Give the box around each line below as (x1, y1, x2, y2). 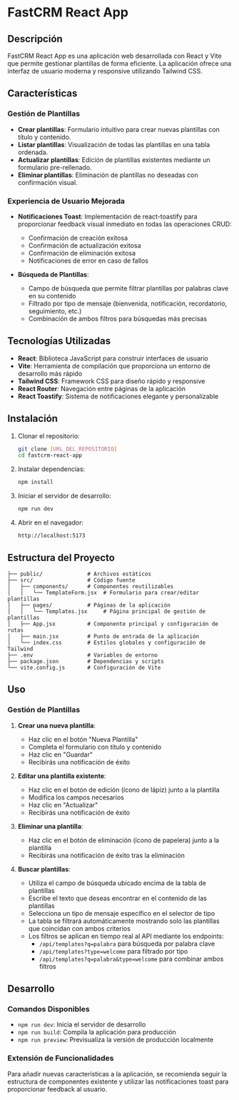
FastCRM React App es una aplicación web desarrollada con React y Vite (7, 51, 223, 60)
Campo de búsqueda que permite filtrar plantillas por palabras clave (28, 283, 229, 293)
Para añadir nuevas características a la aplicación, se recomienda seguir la (7, 1069, 227, 1078)
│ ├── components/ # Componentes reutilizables (7, 582, 174, 590)
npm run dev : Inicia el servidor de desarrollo (17, 1020, 146, 1029)
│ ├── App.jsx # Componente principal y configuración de (7, 620, 219, 627)
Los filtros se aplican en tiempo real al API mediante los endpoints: (28, 932, 225, 940)
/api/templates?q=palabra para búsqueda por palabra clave (39, 939, 215, 948)
